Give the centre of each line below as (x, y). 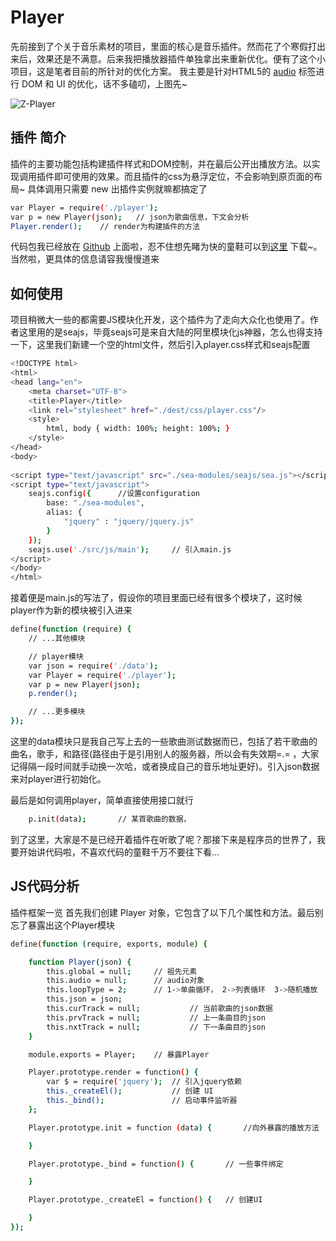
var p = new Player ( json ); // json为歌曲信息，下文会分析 (130, 217)
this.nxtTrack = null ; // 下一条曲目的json (156, 1027)
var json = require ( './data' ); (93, 666)
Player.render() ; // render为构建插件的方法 (105, 226)
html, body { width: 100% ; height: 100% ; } (138, 429)
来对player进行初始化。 (58, 779)
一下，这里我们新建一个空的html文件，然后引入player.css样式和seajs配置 (160, 345)
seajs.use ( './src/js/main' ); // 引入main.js (130, 549)
